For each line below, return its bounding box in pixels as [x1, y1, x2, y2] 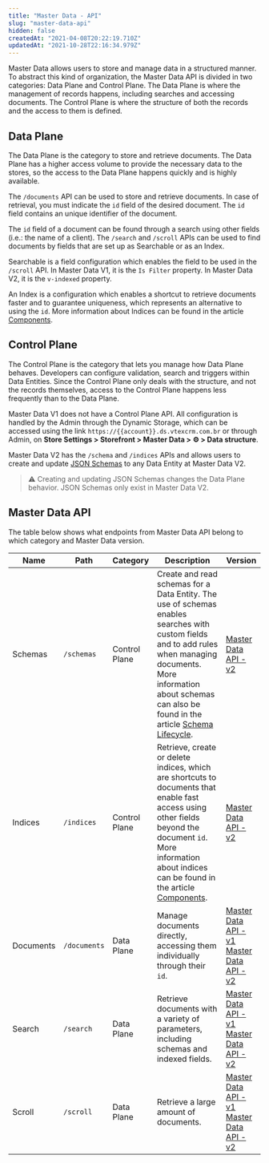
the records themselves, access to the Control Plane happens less [8, 385, 227, 394]
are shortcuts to [156, 771, 217, 782]
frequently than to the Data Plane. [8, 394, 120, 403]
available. [8, 176, 40, 185]
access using [156, 802, 207, 813]
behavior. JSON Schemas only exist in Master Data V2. [27, 483, 210, 492]
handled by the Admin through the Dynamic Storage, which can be [8, 418, 228, 427]
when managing [156, 648, 218, 660]
